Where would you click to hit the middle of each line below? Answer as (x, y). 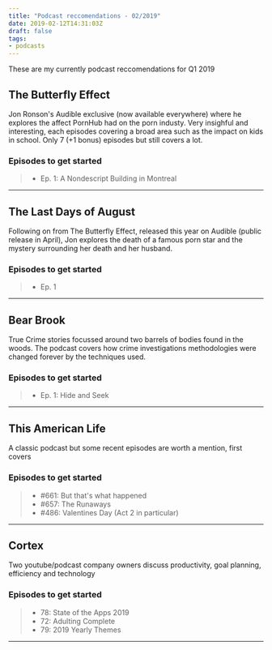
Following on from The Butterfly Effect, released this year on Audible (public (135, 231)
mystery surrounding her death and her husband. (90, 249)
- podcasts (27, 46)
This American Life (57, 428)
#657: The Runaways (76, 504)
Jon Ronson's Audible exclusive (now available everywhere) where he (125, 113)
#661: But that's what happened (93, 495)
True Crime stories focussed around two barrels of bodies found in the (126, 340)
